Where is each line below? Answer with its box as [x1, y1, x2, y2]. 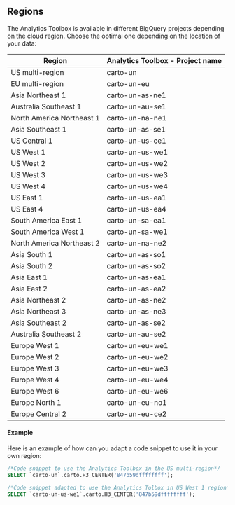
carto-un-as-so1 [106, 249, 166, 259]
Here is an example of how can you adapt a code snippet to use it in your [7, 444, 218, 452]
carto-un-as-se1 [106, 124, 166, 134]
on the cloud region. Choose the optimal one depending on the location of [7, 32, 220, 40]
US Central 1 [10, 136, 53, 146]
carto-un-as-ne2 [106, 295, 166, 305]
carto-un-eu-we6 [106, 386, 169, 396]
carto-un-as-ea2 [106, 284, 166, 293]
